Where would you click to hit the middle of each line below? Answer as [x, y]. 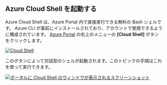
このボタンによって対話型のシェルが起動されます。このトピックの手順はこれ [84, 61]
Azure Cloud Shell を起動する [51, 9]
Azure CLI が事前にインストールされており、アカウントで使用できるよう [89, 28]
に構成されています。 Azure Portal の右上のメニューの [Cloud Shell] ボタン [82, 34]
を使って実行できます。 [29, 67]
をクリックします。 [25, 40]
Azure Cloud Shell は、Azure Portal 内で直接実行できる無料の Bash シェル [81, 22]
